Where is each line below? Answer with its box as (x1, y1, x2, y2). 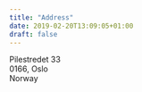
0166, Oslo (9, 63, 49, 74)
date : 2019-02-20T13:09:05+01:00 (9, 21, 134, 30)
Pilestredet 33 (9, 54, 61, 65)
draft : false (9, 29, 58, 38)
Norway (9, 73, 38, 84)
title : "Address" (9, 13, 74, 22)
